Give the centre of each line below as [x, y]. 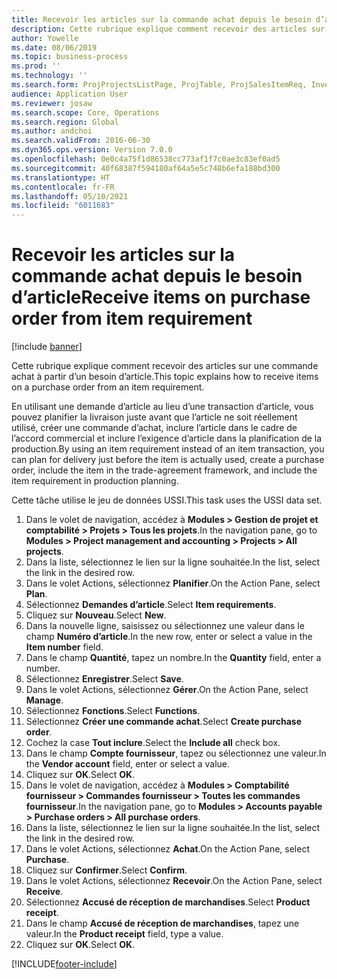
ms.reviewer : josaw [52, 103]
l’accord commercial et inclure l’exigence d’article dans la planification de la [167, 438]
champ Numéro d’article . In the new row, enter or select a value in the [169, 637]
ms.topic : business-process [70, 57]
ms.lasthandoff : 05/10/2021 [70, 196]
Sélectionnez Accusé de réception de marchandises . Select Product [168, 902]
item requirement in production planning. [95, 481]
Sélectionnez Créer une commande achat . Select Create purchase [163, 722]
